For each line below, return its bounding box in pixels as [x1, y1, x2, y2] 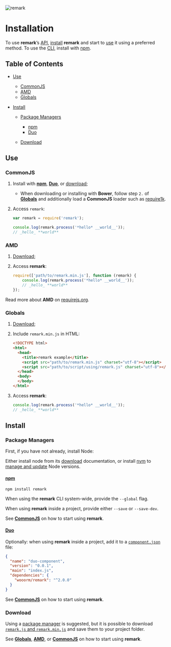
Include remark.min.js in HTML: [12, 331, 80, 337]
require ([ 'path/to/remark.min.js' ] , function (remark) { [12, 273, 137, 278]
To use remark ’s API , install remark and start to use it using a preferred [5, 39, 155, 45]
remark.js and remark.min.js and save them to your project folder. [5, 626, 145, 632]
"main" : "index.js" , [10, 568, 54, 574]
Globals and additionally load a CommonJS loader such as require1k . [20, 196, 166, 202]
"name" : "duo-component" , [10, 559, 65, 564]
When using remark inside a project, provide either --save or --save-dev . [5, 506, 159, 512]
